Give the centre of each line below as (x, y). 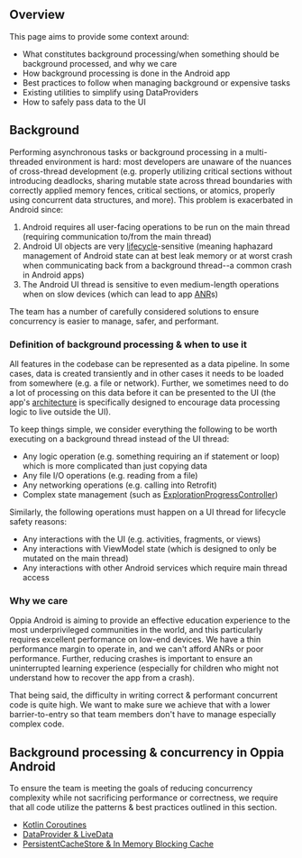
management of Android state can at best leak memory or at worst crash (157, 255)
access (36, 577)
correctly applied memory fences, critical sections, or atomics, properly (142, 190)
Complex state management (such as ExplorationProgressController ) (150, 494)
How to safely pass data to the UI (84, 102)
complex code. (37, 724)
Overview (37, 15)
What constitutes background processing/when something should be (151, 54)
